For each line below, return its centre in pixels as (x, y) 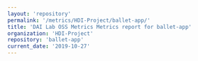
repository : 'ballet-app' (45, 40)
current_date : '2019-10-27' (49, 46)
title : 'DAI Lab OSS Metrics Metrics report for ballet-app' (100, 27)
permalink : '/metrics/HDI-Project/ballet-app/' (79, 20)
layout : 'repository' (39, 14)
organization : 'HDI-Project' (50, 33)
